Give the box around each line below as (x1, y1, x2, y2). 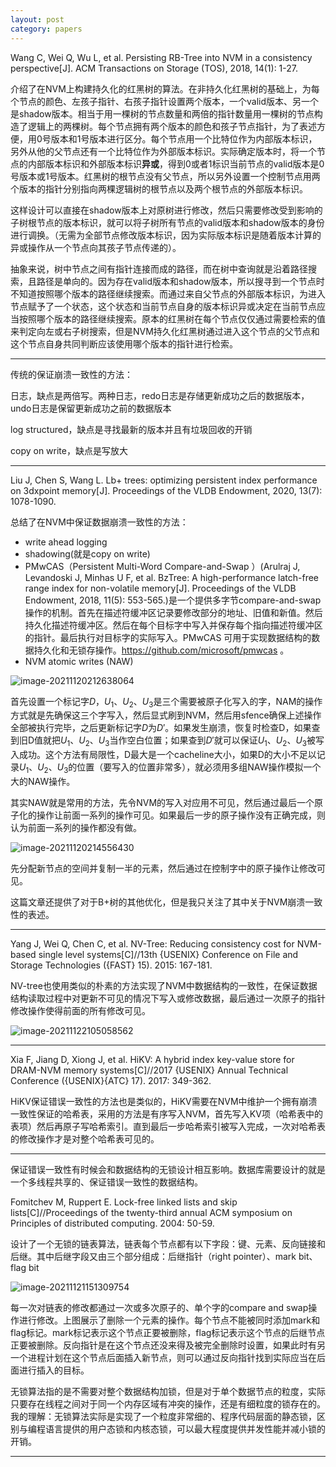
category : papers (10, 24, 83, 34)
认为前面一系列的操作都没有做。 (10, 821, 142, 833)
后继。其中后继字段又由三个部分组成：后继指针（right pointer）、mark (10, 1250, 297, 1262)
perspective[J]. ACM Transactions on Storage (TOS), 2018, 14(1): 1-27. (10, 62, 299, 74)
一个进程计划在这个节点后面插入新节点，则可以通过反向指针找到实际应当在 (10, 1351, 317, 1363)
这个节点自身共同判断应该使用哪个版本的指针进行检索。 (10, 337, 238, 350)
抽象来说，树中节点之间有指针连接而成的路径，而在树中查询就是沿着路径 (10, 262, 308, 275)
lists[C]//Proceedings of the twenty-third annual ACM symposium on (10, 1206, 293, 1218)
